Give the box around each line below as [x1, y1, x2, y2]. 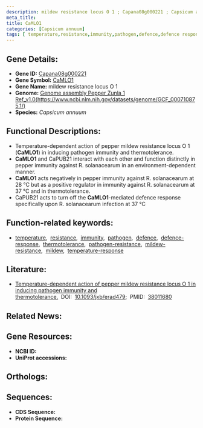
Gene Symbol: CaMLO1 [14, 76, 74, 84]
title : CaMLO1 [6, 20, 42, 26]
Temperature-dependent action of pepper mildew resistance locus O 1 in [14, 280, 196, 288]
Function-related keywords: [6, 218, 114, 228]
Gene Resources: [6, 332, 72, 342]
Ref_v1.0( [14, 95, 38, 103]
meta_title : [6, 15, 36, 21]
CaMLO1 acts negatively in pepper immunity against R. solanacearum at [14, 174, 195, 182]
